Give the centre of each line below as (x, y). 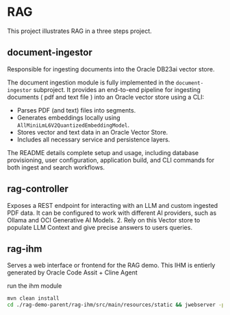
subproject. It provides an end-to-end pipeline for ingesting (117, 89)
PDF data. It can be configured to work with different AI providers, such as (112, 213)
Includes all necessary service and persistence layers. (93, 139)
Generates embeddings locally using (69, 117)
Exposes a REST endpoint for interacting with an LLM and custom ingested (113, 205)
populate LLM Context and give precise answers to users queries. (100, 227)
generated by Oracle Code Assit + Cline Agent (73, 272)
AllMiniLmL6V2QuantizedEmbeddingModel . (73, 125)
